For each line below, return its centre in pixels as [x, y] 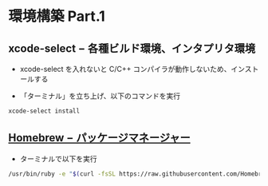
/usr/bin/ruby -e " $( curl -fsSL [62, 174]
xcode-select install [44, 111]
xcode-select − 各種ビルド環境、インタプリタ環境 [132, 48]
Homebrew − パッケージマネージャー [99, 138]
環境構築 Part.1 [57, 16]
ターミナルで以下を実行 [58, 158]
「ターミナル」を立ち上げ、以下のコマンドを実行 [100, 96]
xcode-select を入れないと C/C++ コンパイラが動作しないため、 [125, 69]
